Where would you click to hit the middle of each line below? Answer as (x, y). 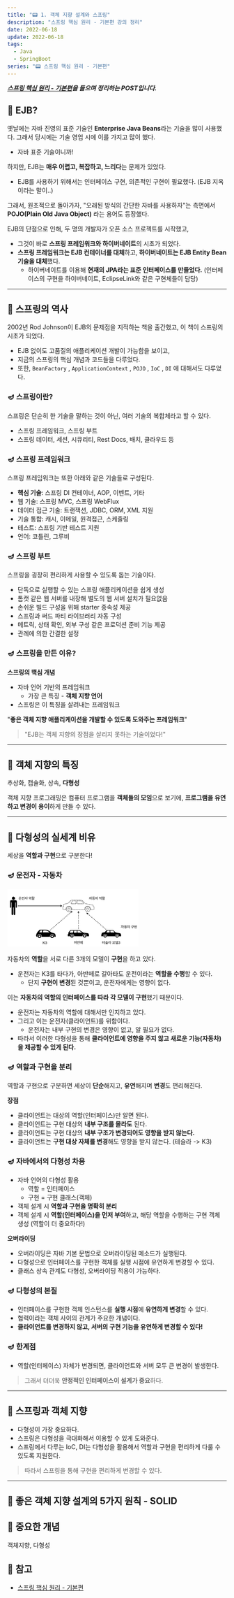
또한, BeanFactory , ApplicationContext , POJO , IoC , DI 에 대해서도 (110, 368)
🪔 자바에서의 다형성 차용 (46, 1161)
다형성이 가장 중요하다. (48, 1429)
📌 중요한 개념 (34, 1527)
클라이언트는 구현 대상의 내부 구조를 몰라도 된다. (82, 1124)
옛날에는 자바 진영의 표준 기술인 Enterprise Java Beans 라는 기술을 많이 (106, 128)
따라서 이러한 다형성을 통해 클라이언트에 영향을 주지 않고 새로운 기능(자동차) (119, 1038)
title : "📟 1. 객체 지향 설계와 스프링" (59, 15)
